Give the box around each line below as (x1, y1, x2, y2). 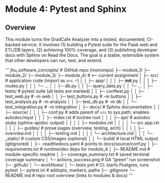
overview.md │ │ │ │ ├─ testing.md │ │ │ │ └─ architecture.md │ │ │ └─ (5, 130, 153, 136)
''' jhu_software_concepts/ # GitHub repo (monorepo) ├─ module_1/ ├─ (5, 67, 150, 73)
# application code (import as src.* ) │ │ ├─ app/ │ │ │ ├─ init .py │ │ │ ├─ (5, 78, 158, 83)
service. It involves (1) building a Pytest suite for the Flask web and (21, 42, 158, 48)
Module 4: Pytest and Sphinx (5, 3, 127, 15)
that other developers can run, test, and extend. (5, 58, 103, 63)
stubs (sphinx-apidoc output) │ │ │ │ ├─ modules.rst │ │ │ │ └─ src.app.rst (5, 120, 160, 125)
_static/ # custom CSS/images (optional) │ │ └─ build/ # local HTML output (5, 135, 159, 141)
